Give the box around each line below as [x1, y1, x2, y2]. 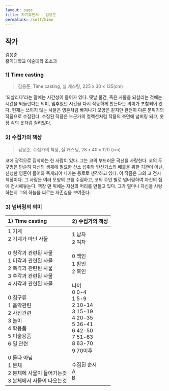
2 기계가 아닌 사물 [8, 236, 48, 243]
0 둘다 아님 [8, 354, 33, 361]
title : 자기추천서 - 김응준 [5, 12, 57, 17]
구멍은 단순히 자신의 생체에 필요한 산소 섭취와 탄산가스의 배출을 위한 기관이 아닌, [5, 164, 164, 170]
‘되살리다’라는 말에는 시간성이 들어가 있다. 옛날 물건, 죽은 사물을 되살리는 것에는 [5, 94, 162, 100]
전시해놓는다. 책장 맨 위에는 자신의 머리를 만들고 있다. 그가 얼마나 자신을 [10, 182, 153, 189]
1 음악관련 [8, 302, 32, 309]
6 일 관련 [8, 340, 29, 348]
